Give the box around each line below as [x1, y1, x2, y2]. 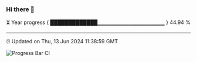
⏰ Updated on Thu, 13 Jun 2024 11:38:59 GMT [6, 38, 118, 45]
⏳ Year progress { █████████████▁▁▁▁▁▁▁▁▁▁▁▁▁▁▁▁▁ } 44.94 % [6, 19, 191, 26]
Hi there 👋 [6, 5, 35, 13]
